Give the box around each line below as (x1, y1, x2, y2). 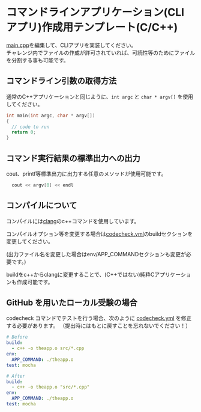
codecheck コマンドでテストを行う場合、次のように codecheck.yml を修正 (6, 315, 192, 322)
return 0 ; (11, 129, 36, 135)
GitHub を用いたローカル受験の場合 (6, 298, 138, 308)
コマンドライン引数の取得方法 (6, 76, 117, 86)
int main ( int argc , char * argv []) (6, 112, 95, 118)
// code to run (11, 124, 50, 130)
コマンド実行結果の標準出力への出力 (6, 153, 140, 163)
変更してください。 (6, 238, 54, 245)
